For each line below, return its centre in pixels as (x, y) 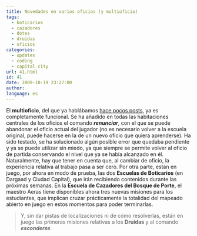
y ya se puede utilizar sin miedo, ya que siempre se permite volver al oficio (96, 148)
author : (16, 88)
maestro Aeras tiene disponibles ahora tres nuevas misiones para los (90, 191)
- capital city (30, 66)
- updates (23, 55)
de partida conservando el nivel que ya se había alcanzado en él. (85, 154)
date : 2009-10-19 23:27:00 (39, 83)
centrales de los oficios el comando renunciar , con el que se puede (88, 123)
